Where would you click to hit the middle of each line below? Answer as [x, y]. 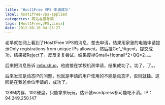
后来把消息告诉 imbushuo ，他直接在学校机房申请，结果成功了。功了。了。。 [82, 66]
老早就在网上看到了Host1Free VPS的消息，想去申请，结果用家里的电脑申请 [81, 43]
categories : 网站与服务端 [30, 19]
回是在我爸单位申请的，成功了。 [37, 82]
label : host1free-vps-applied [36, 14]
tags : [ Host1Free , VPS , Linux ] [35, 23]
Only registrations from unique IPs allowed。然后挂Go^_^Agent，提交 [79, 49]
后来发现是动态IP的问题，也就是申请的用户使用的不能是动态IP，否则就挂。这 [82, 76]
